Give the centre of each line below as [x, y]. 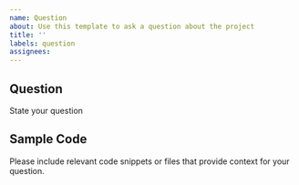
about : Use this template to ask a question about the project [132, 26]
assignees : [30, 52]
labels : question [42, 43]
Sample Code [48, 139]
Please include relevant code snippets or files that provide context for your [149, 161]
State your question [46, 110]
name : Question [38, 18]
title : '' [28, 35]
